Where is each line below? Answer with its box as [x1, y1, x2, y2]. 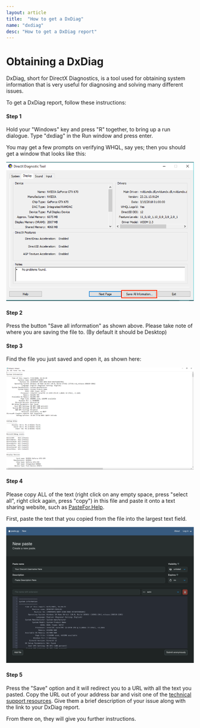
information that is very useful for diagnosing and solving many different [6, 81, 183, 88]
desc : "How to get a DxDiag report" [6, 29, 97, 35]
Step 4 [6, 478, 23, 485]
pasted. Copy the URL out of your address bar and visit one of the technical [6, 690, 192, 698]
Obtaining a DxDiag [6, 55, 104, 69]
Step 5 [6, 671, 23, 678]
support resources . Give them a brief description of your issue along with [6, 697, 186, 704]
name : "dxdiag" [6, 22, 44, 28]
